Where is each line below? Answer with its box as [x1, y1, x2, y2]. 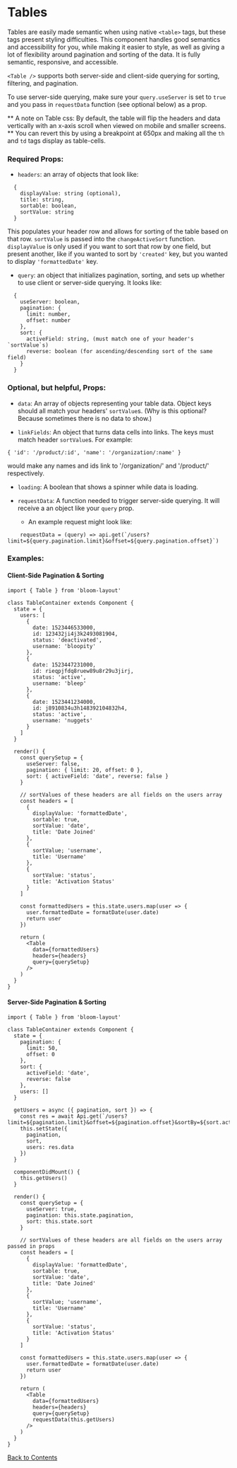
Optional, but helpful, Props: [7, 383, 107, 393]
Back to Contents [7, 1453, 58, 1462]
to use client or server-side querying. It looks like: [17, 279, 162, 287]
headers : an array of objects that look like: [17, 171, 139, 179]
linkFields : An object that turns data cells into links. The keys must [17, 427, 214, 436]
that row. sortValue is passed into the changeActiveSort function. [7, 235, 196, 243]
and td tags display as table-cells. [7, 136, 106, 145]
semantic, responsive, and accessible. [7, 57, 119, 66]
